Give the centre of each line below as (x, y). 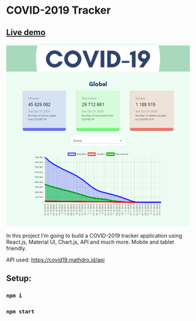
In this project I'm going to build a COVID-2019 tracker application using (94, 236)
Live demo (26, 32)
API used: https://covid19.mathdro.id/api (56, 260)
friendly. (16, 248)
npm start (20, 312)
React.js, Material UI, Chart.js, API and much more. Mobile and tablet (90, 242)
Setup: (19, 278)
